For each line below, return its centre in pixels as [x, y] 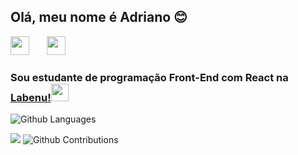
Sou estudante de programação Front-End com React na [149, 77]
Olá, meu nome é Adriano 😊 [99, 17]
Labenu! [31, 97]
